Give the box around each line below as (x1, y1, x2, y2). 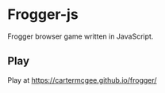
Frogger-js (7, 6, 79, 24)
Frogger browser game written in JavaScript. (7, 32, 154, 41)
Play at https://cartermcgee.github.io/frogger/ (7, 75, 157, 84)
